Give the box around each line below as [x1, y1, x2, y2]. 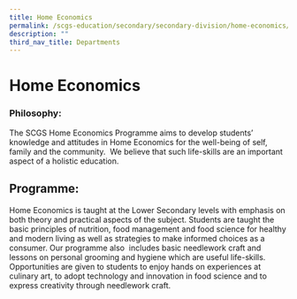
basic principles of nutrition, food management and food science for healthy [9, 223, 287, 234]
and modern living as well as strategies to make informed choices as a [9, 233, 265, 243]
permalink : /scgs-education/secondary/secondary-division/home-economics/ [9, 21, 291, 30]
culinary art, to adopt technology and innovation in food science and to [9, 271, 268, 281]
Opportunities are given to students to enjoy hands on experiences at [9, 261, 262, 272]
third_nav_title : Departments [9, 37, 121, 47]
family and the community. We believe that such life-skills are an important [9, 146, 283, 157]
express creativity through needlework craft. [9, 280, 171, 290]
